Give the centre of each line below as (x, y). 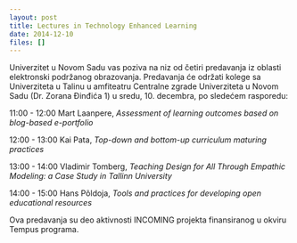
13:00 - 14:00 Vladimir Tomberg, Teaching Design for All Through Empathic (148, 166)
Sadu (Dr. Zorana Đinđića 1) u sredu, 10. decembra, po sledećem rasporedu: (148, 96)
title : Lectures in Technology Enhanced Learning (103, 26)
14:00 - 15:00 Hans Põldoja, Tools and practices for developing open (135, 193)
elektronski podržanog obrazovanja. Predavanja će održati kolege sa (135, 77)
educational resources (50, 203)
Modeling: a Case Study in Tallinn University (91, 176)
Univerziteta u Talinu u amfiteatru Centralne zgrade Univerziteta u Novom (144, 86)
